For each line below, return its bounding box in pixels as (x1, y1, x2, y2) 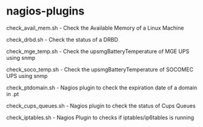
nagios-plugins (6, 4, 85, 18)
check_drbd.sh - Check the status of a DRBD (6, 36, 118, 43)
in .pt (6, 90, 19, 97)
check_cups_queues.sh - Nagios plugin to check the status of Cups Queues (6, 102, 196, 109)
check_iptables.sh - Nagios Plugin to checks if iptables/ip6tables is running (6, 114, 195, 121)
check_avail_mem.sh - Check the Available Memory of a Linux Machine (6, 24, 184, 31)
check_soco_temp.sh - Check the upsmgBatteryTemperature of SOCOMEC (6, 65, 194, 73)
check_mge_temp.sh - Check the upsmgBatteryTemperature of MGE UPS (6, 47, 190, 55)
